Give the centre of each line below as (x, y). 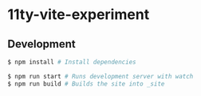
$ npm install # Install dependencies (72, 62)
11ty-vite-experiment (79, 15)
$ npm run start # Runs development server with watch (100, 76)
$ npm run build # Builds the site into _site (86, 84)
